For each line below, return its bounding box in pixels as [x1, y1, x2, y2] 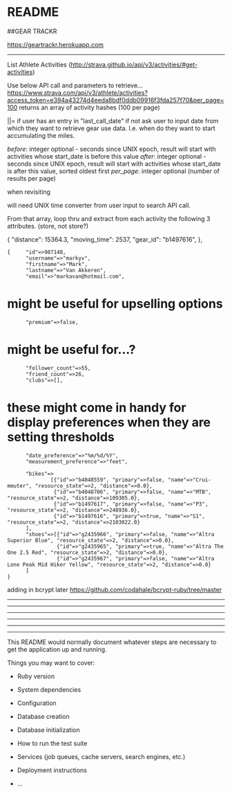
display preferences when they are [7, 415, 211, 430]
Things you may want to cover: [7, 659, 95, 667]
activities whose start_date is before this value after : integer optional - [7, 152, 206, 160]
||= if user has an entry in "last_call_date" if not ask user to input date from [7, 116, 219, 125]
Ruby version [17, 672, 55, 680]
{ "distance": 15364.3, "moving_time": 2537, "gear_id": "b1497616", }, [7, 235, 202, 243]
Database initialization [17, 725, 81, 734]
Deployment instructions [17, 766, 88, 774]
